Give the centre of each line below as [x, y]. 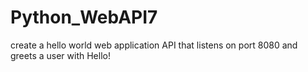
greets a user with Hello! [60, 55]
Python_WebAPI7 [84, 17]
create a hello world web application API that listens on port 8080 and [154, 45]
